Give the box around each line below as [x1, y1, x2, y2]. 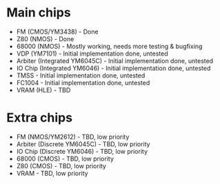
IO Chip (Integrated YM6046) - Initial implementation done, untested [16, 64, 211, 72]
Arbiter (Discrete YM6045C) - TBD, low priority [16, 139, 150, 148]
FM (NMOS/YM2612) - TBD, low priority [16, 133, 130, 141]
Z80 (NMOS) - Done [16, 34, 74, 43]
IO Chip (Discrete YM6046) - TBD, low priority [16, 147, 148, 155]
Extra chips [6, 110, 73, 126]
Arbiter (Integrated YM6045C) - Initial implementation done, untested [16, 56, 214, 65]
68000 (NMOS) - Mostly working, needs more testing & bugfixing [16, 42, 203, 50]
